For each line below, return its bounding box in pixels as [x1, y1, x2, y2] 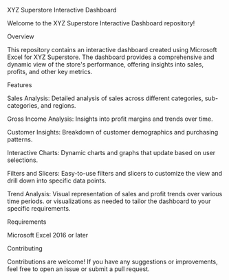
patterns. [7, 135, 33, 143]
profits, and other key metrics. [7, 68, 93, 75]
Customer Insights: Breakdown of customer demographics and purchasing [7, 128, 219, 136]
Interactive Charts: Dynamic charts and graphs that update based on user [7, 149, 216, 156]
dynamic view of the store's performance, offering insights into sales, [7, 60, 204, 68]
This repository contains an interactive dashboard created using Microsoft [7, 46, 217, 54]
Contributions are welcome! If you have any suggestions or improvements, [7, 257, 218, 266]
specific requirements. [7, 205, 71, 212]
